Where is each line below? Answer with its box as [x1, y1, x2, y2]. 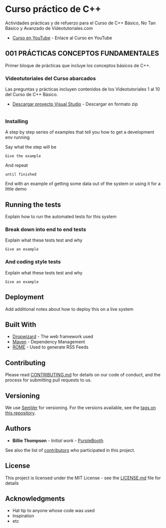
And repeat [5, 163, 28, 169]
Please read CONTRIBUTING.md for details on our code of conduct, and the [5, 372, 161, 378]
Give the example [5, 154, 41, 159]
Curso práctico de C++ [5, 3, 101, 15]
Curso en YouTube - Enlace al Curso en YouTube [12, 35, 112, 41]
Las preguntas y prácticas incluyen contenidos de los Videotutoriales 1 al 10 [5, 86, 160, 92]
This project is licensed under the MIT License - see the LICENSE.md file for [5, 475, 161, 481]
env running [5, 134, 30, 140]
